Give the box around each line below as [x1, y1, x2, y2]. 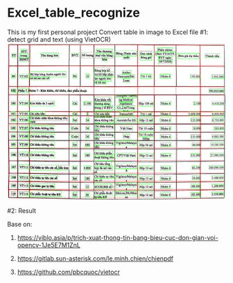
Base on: [7, 220, 33, 228]
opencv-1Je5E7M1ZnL [17, 241, 81, 249]
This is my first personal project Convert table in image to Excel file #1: [7, 28, 209, 36]
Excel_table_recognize [7, 5, 141, 21]
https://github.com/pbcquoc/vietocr [17, 268, 120, 276]
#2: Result [7, 207, 37, 215]
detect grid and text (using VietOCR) [7, 35, 111, 43]
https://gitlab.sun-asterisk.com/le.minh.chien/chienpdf [17, 254, 173, 262]
